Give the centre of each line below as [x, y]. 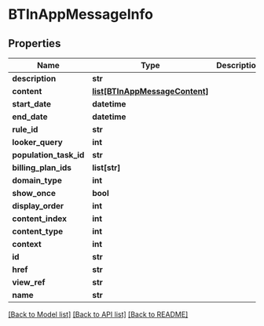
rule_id [25, 129]
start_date [32, 104]
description [34, 78]
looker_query [37, 142]
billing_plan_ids [42, 168]
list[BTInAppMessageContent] [150, 91]
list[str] [106, 168]
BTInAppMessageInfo [81, 14]
